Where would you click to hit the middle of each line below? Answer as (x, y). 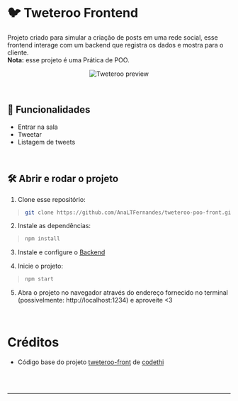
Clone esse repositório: (52, 199)
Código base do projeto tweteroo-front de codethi (91, 362)
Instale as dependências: (54, 226)
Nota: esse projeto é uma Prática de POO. (68, 60)
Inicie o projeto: (40, 266)
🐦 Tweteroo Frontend (73, 13)
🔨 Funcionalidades (49, 110)
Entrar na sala (38, 127)
